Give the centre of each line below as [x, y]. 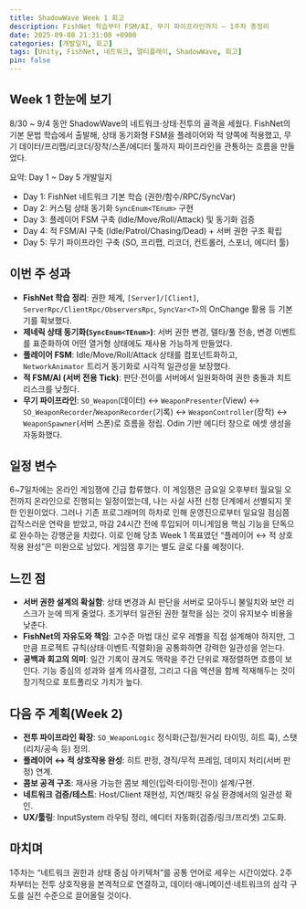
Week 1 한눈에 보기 [61, 100]
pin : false [30, 60]
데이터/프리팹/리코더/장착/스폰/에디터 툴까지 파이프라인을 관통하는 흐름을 [148, 146]
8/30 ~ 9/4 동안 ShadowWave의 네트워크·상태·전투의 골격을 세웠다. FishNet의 [150, 123]
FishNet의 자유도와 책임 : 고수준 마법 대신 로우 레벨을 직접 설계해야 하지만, [154, 637]
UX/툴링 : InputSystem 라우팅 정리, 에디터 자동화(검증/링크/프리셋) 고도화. [154, 818]
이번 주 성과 [40, 274]
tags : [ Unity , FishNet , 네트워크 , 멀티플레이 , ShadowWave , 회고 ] [126, 52]
